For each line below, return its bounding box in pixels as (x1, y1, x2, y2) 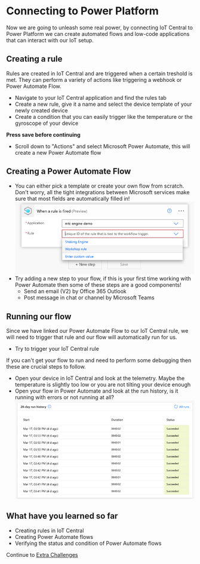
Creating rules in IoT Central (14, 527, 84, 534)
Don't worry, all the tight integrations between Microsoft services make (14, 188, 190, 195)
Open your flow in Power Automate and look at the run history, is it (14, 387, 179, 394)
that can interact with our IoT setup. (6, 36, 94, 44)
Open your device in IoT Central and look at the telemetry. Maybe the (14, 375, 185, 382)
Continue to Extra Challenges (6, 551, 78, 558)
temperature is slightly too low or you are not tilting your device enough (14, 381, 191, 388)
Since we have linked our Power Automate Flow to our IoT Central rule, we (6, 327, 189, 334)
